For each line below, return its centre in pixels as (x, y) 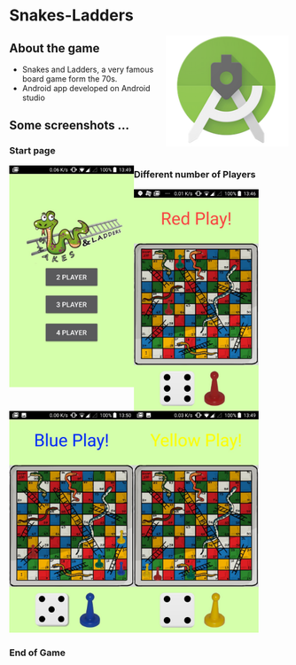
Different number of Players (195, 175)
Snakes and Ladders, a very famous (88, 69)
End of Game (38, 653)
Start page (32, 151)
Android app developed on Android (86, 88)
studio (34, 98)
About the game (55, 48)
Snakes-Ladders (72, 16)
